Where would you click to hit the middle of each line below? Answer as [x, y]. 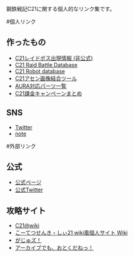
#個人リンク [21, 22]
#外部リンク [21, 146]
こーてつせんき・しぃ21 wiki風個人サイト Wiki [71, 233]
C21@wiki [27, 226]
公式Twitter [29, 190]
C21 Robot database [40, 71]
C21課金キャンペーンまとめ [48, 93]
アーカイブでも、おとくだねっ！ [54, 248]
